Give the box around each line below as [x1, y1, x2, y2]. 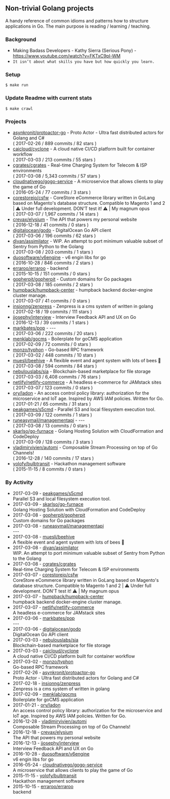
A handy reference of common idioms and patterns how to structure [5, 17, 149, 24]
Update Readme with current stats [5, 95, 92, 102]
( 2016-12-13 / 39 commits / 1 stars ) [12, 319, 89, 325]
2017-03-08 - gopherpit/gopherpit [12, 512, 86, 518]
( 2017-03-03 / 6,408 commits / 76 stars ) [12, 374, 101, 380]
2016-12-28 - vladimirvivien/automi [12, 718, 87, 724]
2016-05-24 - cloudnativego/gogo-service [12, 762, 103, 768]
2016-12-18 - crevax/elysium [12, 729, 73, 735]
